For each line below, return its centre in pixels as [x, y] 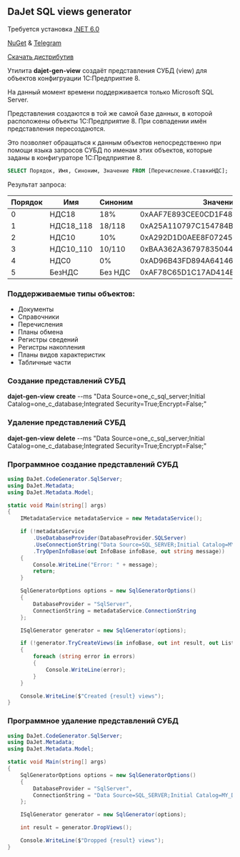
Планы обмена [40, 332]
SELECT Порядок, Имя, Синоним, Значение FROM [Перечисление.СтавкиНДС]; [118, 171]
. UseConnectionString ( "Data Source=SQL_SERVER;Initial [116, 545]
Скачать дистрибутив [40, 56]
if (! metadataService [52, 532]
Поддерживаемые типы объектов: [71, 294]
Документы [36, 309]
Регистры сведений [48, 340]
